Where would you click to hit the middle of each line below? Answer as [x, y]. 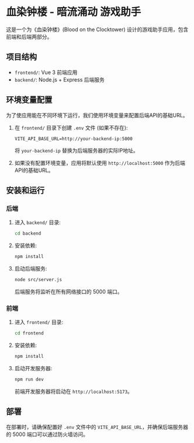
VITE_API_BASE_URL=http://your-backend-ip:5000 [73, 138]
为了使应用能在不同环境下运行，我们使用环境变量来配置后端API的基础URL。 [97, 115]
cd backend [28, 234]
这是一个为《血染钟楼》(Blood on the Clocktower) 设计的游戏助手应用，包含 [97, 29]
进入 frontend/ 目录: [39, 322]
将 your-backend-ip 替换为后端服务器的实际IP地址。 [76, 150]
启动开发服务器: [33, 368]
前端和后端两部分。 [29, 36]
